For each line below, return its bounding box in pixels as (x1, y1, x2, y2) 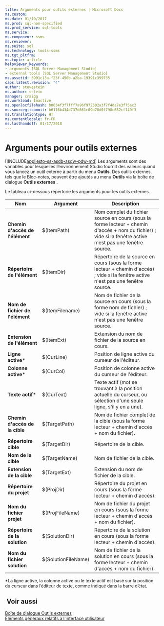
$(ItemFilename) (42, 307, 81, 314)
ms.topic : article (5, 57, 42, 62)
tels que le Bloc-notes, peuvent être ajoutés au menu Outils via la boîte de (5, 174, 154, 180)
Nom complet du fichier (94, 209, 148, 216)
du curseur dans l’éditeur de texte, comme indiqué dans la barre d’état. (5, 583, 147, 589)
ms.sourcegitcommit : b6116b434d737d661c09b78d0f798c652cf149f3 (5, 107, 137, 113)
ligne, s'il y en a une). (94, 403, 143, 410)
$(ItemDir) (42, 269, 66, 275)
